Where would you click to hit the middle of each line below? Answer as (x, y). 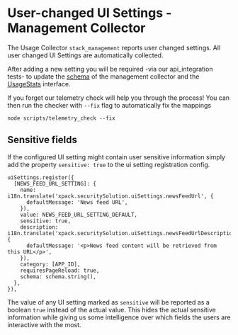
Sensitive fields (42, 140)
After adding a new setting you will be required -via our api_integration (110, 69)
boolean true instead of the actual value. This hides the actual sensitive (112, 310)
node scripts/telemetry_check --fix (61, 118)
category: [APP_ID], (50, 264)
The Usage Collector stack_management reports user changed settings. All (114, 47)
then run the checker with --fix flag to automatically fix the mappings (109, 105)
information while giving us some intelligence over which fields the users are (119, 317)
